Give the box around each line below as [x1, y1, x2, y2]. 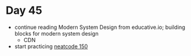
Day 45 [5, 4, 42, 17]
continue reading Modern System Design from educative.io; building [14, 23, 186, 31]
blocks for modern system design [14, 30, 99, 37]
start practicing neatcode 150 [14, 43, 89, 50]
